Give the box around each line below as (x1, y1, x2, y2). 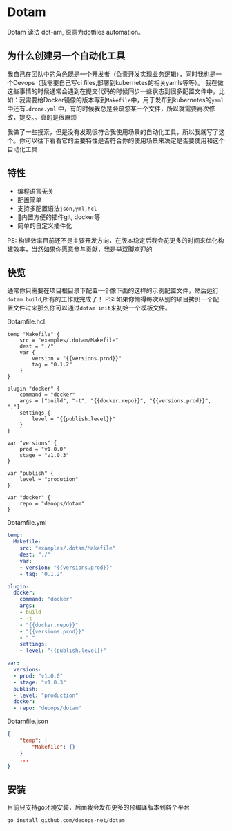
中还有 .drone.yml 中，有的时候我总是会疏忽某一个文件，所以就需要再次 (7, 104, 209, 113)
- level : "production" (13, 692, 79, 699)
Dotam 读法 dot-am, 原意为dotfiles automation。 (7, 28, 145, 36)
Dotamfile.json (7, 717, 48, 726)
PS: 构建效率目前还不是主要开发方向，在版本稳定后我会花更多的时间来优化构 (7, 236, 224, 244)
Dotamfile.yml (7, 519, 47, 527)
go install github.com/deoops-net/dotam (7, 817, 126, 824)
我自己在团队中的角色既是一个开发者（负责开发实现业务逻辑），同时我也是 (7, 70, 216, 78)
